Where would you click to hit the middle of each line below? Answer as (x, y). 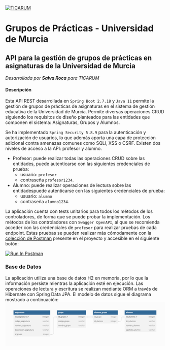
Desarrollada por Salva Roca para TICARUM (52, 78)
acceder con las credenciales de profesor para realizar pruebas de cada (81, 228)
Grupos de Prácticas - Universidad (79, 28)
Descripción (19, 89)
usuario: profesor (38, 175)
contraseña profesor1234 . (47, 180)
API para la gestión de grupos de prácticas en (79, 58)
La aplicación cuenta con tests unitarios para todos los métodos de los (79, 211)
